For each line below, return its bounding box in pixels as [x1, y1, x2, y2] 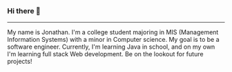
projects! [7, 58, 32, 66]
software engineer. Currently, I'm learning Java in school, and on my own [7, 43, 215, 51]
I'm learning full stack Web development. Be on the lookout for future [7, 50, 204, 58]
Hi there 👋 [7, 6, 41, 16]
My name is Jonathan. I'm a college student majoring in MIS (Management [7, 28, 219, 36]
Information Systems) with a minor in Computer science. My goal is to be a [7, 36, 220, 44]
